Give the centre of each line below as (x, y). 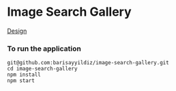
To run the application (44, 49)
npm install (24, 75)
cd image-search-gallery (42, 69)
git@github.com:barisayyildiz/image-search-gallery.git (88, 63)
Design (17, 31)
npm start (21, 81)
